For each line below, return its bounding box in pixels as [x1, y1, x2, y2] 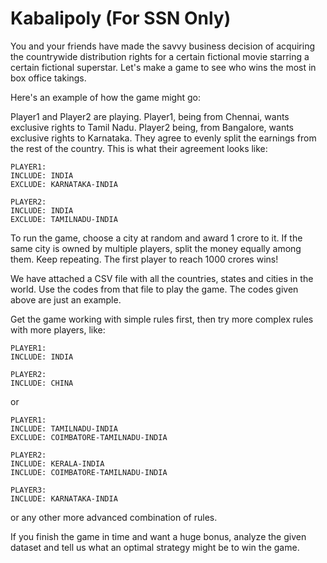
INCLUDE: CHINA [10, 378, 74, 388]
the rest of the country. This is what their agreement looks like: [10, 142, 268, 154]
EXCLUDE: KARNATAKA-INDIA [10, 179, 118, 189]
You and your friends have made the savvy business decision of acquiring [10, 40, 315, 52]
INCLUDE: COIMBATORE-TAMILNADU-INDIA [10, 467, 168, 477]
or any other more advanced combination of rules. [10, 511, 218, 523]
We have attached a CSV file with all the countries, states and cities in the [10, 272, 314, 284]
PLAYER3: [10, 485, 47, 495]
